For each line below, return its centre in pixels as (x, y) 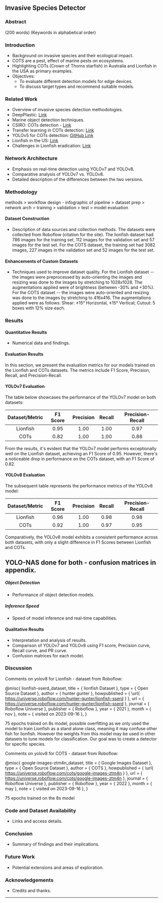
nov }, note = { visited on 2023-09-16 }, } (46, 714)
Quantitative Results (26, 332)
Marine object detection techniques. (48, 120)
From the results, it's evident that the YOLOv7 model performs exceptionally (81, 448)
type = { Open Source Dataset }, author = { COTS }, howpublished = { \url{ (79, 768)
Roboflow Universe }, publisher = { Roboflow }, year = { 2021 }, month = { (78, 709)
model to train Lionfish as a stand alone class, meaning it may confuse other (81, 728)
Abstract (16, 22)
